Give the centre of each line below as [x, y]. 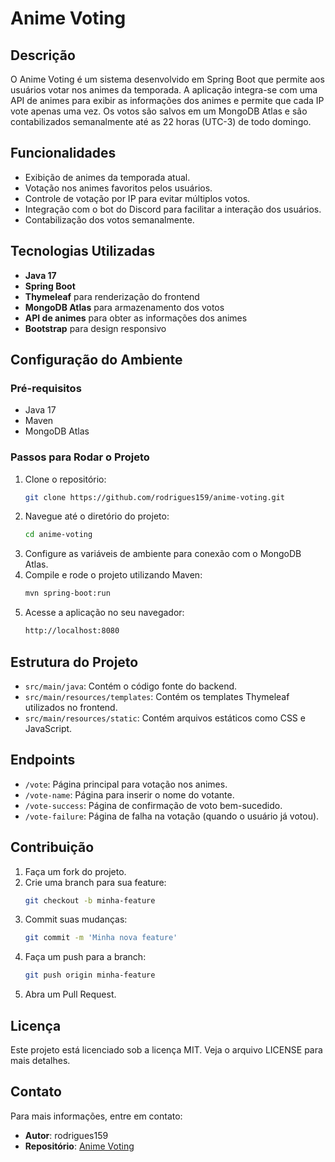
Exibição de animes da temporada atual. [107, 177]
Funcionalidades [63, 153]
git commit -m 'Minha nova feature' [101, 938]
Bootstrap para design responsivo [95, 328]
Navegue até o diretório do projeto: [97, 516]
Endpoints [43, 760]
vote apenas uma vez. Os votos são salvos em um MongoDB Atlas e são [159, 111]
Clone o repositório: [65, 479]
